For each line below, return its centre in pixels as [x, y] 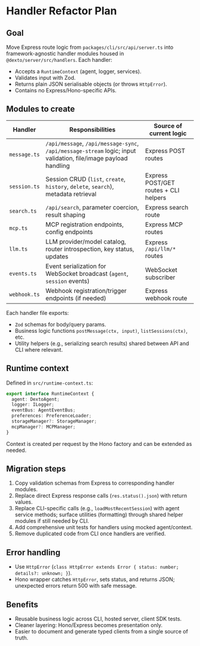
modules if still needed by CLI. [52, 521]
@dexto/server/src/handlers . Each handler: [59, 60]
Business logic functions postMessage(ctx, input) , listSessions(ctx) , [101, 330]
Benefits [22, 605]
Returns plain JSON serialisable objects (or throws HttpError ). [91, 84]
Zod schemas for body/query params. [60, 324]
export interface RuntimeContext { [50, 394]
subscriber [160, 277]
